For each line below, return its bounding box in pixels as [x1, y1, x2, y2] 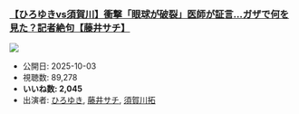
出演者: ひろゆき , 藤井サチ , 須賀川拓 [22, 95, 156, 106]
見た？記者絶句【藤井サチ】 [9, 21, 130, 33]
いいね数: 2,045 [22, 83, 83, 94]
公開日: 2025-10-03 [22, 61, 97, 71]
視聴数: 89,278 [22, 72, 78, 83]
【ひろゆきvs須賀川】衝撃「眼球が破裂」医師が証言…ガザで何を [9, 7, 290, 20]
